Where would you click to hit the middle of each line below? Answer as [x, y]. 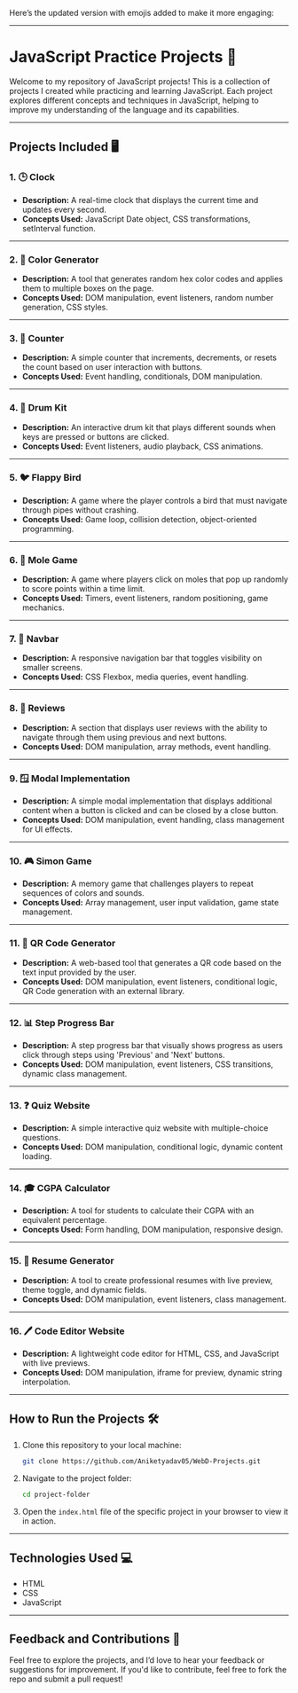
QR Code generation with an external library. [103, 991]
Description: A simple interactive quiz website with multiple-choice [145, 1128]
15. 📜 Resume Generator [62, 1261]
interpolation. [46, 1382]
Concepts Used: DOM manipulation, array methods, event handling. [146, 746]
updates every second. [64, 209]
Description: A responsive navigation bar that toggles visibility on [142, 658]
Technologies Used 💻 [71, 1559]
